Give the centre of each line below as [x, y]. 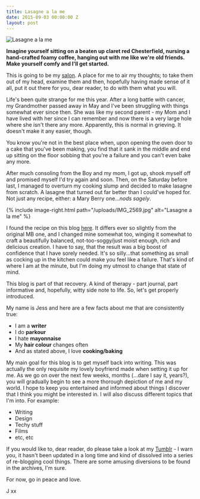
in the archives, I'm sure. [36, 468]
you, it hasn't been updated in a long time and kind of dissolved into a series [100, 456]
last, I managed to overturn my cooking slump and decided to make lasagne [99, 186]
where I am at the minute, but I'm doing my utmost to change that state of [96, 266]
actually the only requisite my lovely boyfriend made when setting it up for [97, 369]
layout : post [22, 23]
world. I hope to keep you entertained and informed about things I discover [98, 388]
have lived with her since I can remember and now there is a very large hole [99, 118]
